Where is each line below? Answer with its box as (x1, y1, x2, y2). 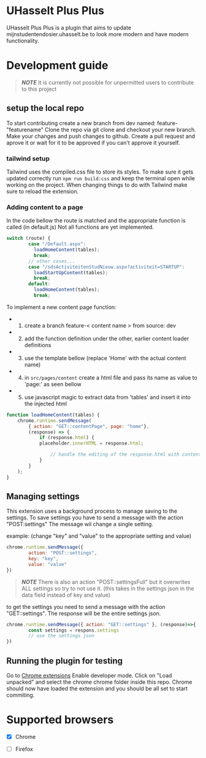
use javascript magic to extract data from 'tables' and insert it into (24, 393, 191, 400)
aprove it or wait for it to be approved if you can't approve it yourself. (6, 139, 180, 146)
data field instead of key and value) (21, 591, 111, 599)
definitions (24, 341, 51, 348)
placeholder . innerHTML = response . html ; (39, 440, 144, 446)
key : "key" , (28, 556, 59, 562)
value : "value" (28, 561, 67, 567)
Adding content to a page (6, 203, 83, 212)
